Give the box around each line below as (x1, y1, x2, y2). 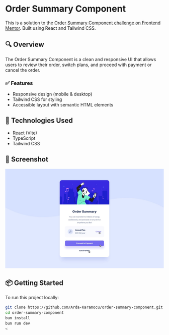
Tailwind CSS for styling (12, 96, 62, 102)
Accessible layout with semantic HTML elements (12, 102, 114, 108)
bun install (5, 316, 30, 321)
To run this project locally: (5, 295, 59, 301)
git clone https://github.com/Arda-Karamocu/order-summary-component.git (5, 305, 163, 310)
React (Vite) (12, 130, 38, 136)
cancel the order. (5, 67, 41, 73)
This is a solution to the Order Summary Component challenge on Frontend (5, 20, 161, 26)
